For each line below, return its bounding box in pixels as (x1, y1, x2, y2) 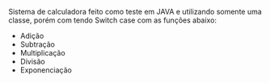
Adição (19, 31, 44, 40)
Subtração (19, 39, 55, 49)
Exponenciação (19, 65, 73, 75)
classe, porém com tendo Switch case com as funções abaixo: (8, 15, 217, 25)
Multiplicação (19, 48, 66, 57)
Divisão (19, 56, 46, 66)
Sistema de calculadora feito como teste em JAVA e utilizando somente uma (8, 7, 263, 16)
